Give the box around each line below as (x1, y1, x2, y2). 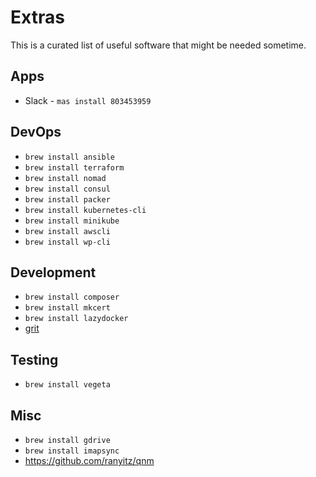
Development (10, 264, 97, 281)
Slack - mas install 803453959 (24, 94, 152, 106)
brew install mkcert (24, 303, 111, 313)
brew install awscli (24, 226, 111, 236)
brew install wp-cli (24, 237, 111, 247)
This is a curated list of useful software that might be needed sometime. (10, 39, 307, 51)
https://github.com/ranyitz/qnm (24, 455, 155, 466)
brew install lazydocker (24, 314, 129, 324)
